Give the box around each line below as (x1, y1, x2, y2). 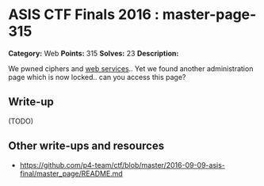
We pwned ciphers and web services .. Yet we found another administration (8, 63, 254, 73)
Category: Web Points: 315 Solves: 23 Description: (8, 48, 179, 58)
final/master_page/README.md (19, 169, 123, 178)
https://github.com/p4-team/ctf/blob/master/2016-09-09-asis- (19, 160, 226, 169)
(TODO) (8, 116, 34, 126)
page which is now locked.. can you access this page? (8, 72, 186, 82)
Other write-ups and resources (8, 139, 165, 153)
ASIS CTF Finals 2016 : (8, 6, 160, 24)
